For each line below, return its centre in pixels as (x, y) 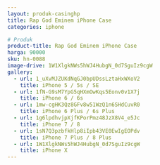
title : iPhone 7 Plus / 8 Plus (66, 138)
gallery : (20, 72)
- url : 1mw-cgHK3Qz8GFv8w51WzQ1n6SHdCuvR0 (77, 105)
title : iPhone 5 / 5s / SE (60, 85)
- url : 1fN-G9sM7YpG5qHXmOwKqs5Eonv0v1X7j (77, 92)
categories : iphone (36, 27)
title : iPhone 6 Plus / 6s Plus (67, 112)
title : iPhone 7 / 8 (50, 124)
